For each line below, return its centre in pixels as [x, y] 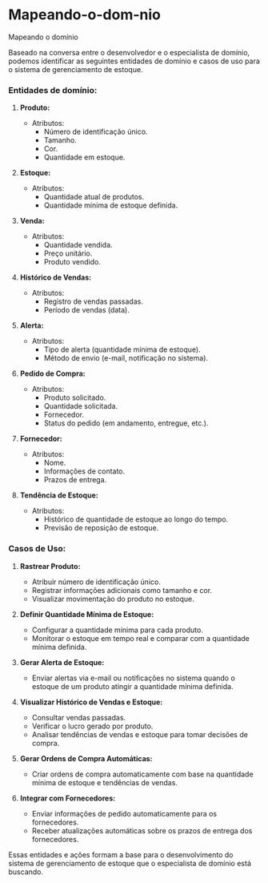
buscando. [26, 872]
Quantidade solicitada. [81, 406]
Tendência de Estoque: [59, 495]
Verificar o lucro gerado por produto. [92, 726]
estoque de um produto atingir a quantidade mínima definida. [132, 686]
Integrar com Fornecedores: [68, 798]
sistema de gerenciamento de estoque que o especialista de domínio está [130, 863]
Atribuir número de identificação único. [96, 582]
